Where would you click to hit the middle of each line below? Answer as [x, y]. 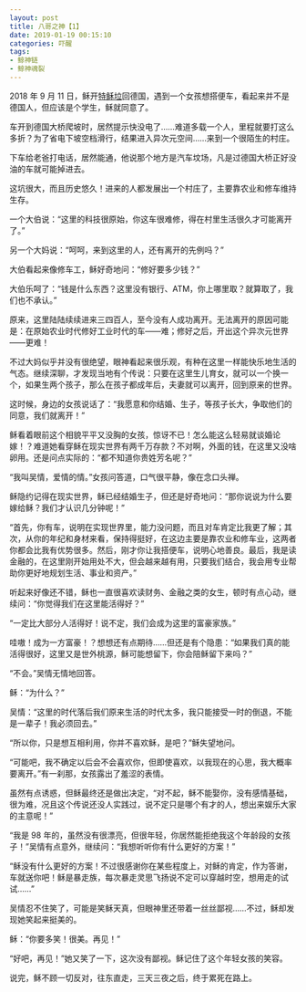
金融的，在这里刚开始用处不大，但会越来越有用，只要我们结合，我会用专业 [149, 561]
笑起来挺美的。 [53, 919]
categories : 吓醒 [41, 43]
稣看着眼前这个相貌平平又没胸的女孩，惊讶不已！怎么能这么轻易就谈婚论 [145, 434]
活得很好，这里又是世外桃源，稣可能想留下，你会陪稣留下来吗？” [131, 653]
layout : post [34, 18]
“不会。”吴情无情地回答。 [55, 673]
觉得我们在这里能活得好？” [95, 603]
